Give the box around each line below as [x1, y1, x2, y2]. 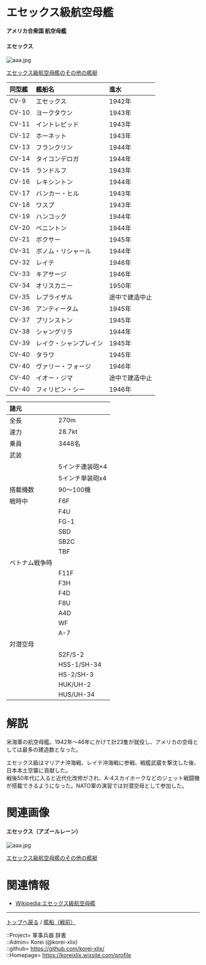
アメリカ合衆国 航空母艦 [6, 27, 67, 34]
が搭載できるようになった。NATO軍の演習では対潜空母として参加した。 [6, 782, 188, 790]
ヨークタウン [36, 109, 73, 117]
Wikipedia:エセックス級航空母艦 [15, 900, 96, 907]
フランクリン [36, 143, 74, 152]
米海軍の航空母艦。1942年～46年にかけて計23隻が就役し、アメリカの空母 [6, 738, 193, 746]
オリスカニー [36, 282, 74, 290]
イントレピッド [36, 120, 80, 129]
